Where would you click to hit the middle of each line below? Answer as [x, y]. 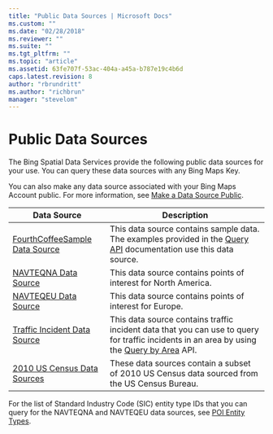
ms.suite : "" [30, 46]
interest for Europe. [146, 306]
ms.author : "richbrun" [47, 92]
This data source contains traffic [171, 320]
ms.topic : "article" [43, 62]
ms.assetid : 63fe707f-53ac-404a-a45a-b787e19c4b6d [96, 69]
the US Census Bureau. [154, 384]
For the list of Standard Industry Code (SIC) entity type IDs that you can [128, 404]
